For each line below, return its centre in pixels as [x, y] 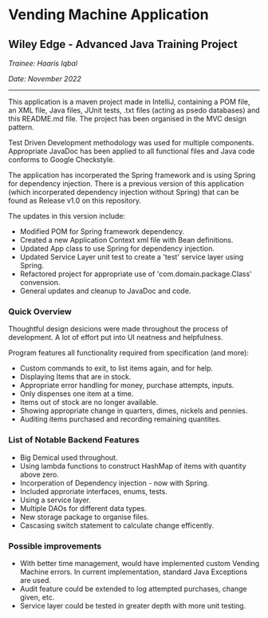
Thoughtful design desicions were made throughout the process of [118, 329]
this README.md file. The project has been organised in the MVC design [128, 119]
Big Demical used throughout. [69, 458]
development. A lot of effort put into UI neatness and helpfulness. [116, 338]
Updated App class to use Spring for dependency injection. [117, 248]
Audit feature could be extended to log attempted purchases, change [133, 588]
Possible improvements [55, 546]
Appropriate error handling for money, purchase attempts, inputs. [127, 386]
